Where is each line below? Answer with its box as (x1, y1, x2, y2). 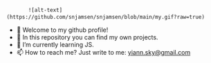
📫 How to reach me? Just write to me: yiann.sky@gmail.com (16, 48, 191, 56)
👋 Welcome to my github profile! (16, 26, 109, 34)
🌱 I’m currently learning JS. (16, 41, 94, 48)
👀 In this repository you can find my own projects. (16, 33, 158, 41)
